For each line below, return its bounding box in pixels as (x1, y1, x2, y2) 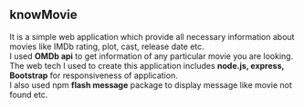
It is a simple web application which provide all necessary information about (9, 31, 295, 42)
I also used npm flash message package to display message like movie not (9, 79, 292, 90)
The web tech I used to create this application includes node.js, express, (9, 60, 285, 71)
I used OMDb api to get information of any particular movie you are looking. (9, 50, 294, 62)
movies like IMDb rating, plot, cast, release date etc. (9, 41, 205, 52)
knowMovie (9, 7, 78, 23)
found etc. (9, 89, 48, 100)
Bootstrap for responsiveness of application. (9, 70, 178, 81)
